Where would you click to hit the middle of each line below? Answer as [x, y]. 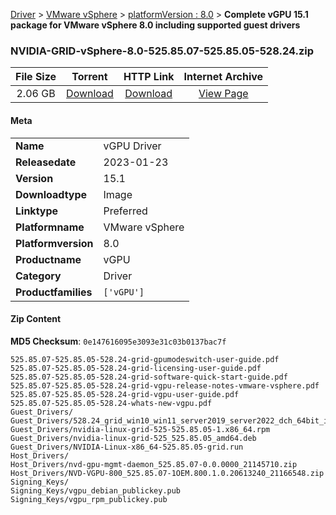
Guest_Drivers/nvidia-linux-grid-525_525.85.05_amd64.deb [133, 438]
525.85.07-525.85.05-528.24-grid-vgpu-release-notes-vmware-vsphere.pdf [165, 385]
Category [38, 276]
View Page [223, 94]
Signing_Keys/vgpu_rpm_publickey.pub [89, 499]
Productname [48, 259]
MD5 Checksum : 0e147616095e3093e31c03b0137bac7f [118, 341]
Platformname [50, 227]
